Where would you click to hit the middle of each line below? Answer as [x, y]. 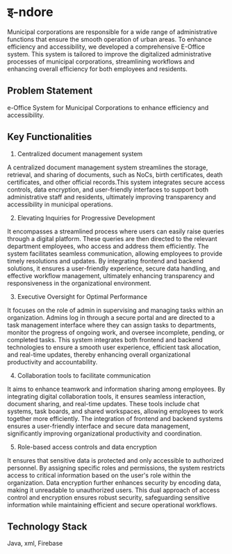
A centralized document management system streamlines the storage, [108, 167]
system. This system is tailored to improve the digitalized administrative [109, 54]
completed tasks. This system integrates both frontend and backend [105, 339]
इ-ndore [30, 12]
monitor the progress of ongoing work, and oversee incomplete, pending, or [116, 332]
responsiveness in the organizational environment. [79, 283]
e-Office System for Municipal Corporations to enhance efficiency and [108, 107]
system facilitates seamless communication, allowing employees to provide [115, 253]
